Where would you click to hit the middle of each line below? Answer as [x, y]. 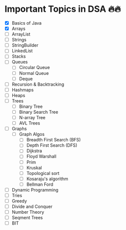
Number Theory [28, 212]
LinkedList [22, 51]
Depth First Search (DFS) [52, 145]
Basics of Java [27, 23]
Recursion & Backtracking [38, 84]
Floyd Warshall [41, 157]
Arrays [18, 29]
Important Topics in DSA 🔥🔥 [63, 9]
